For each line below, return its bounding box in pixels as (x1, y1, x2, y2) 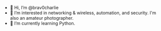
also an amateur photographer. (9, 15, 74, 21)
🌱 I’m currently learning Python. (9, 20, 75, 26)
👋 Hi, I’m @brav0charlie (9, 5, 59, 10)
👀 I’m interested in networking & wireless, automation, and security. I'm (9, 10, 156, 16)
